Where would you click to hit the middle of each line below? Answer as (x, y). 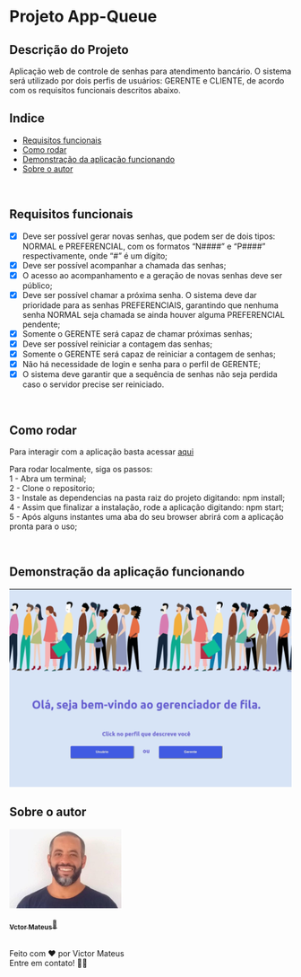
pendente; (41, 324)
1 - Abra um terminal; (48, 479)
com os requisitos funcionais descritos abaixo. (95, 90)
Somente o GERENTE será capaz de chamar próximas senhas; (137, 333)
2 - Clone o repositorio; (52, 488)
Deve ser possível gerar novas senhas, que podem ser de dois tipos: (149, 236)
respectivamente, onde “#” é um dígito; (95, 255)
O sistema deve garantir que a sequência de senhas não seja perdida (150, 374)
